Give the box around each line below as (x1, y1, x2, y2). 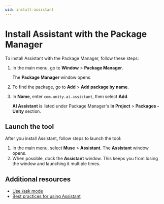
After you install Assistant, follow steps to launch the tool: (5, 136, 122, 141)
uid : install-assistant (5, 7, 54, 12)
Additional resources (5, 175, 71, 183)
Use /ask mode (12, 188, 43, 194)
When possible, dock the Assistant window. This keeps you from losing (12, 156, 159, 162)
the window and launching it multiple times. (12, 161, 100, 167)
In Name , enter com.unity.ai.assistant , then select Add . (12, 93, 129, 99)
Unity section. (12, 108, 41, 114)
